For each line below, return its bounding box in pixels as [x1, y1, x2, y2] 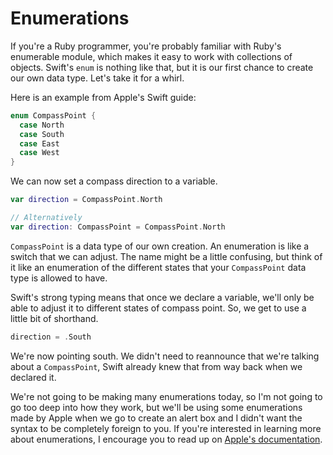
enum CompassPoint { [10, 110, 97, 121]
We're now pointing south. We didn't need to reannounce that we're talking [10, 350, 320, 362]
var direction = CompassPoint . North [10, 195, 163, 205]
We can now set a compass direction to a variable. [10, 175, 218, 187]
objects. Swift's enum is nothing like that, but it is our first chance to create [10, 61, 314, 73]
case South [19, 129, 65, 139]
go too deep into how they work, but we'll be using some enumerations [10, 401, 303, 413]
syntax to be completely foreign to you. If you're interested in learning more [10, 422, 322, 434]
